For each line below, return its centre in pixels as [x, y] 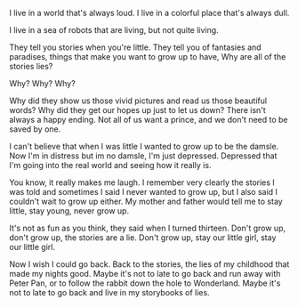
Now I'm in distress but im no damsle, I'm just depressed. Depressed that [143, 156]
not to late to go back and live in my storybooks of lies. [110, 292]
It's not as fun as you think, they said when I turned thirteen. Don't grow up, [148, 228]
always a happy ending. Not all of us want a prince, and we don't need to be [149, 120]
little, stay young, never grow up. [69, 211]
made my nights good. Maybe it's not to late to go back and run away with [145, 274]
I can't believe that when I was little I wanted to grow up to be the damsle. [144, 146]
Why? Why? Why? [42, 83]
